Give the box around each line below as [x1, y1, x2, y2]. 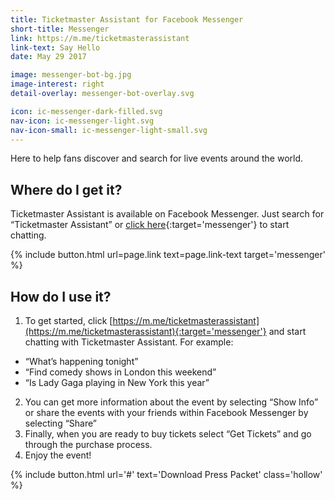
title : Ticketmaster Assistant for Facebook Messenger [10, 14, 244, 25]
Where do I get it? [10, 181, 123, 198]
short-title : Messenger [10, 24, 110, 34]
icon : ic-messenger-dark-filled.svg [10, 106, 163, 116]
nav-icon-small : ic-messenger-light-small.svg [10, 125, 208, 135]
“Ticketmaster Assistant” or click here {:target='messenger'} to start [10, 219, 290, 231]
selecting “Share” [24, 417, 97, 429]
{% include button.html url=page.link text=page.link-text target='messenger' [10, 249, 326, 261]
